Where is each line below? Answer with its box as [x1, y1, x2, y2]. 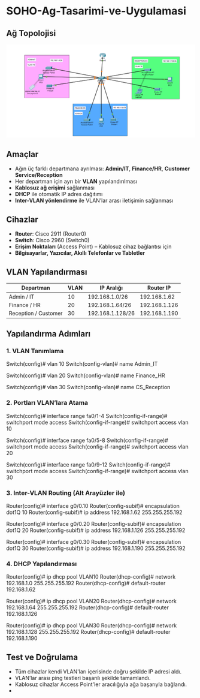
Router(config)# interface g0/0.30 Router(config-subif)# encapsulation [6, 538, 181, 546]
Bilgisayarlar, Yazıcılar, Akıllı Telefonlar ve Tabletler [14, 249, 146, 257]
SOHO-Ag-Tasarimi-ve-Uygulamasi [6, 4, 187, 18]
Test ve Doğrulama [6, 652, 78, 662]
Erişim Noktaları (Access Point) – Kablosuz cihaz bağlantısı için [14, 243, 172, 250]
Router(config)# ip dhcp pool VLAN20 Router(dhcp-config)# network [6, 598, 177, 605]
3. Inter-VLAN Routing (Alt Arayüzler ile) [6, 489, 126, 497]
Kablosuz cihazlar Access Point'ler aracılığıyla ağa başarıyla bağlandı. [14, 681, 187, 688]
